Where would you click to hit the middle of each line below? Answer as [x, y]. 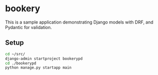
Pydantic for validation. [29, 27]
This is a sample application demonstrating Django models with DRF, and [79, 22]
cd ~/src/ [15, 54]
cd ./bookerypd [21, 63]
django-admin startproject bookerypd [44, 59]
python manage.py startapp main [38, 68]
